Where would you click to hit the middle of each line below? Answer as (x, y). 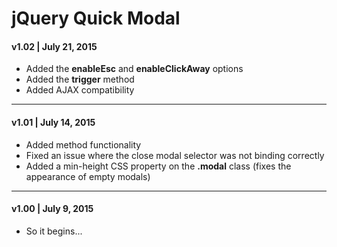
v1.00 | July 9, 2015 (52, 209)
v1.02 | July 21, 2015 (54, 46)
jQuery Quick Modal (96, 18)
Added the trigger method (80, 79)
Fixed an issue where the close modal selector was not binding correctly (175, 155)
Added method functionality (83, 144)
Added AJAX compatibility (80, 90)
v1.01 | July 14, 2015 (53, 122)
